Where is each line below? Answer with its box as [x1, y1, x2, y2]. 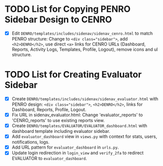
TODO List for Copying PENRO [4, 3, 131, 15]
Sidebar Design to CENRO [4, 14, 112, 25]
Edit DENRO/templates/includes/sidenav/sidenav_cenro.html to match [11, 30, 153, 36]
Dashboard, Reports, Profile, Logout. [11, 107, 86, 112]
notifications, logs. [11, 139, 50, 145]
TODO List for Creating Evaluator [4, 69, 142, 80]
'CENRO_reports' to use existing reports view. [11, 118, 105, 124]
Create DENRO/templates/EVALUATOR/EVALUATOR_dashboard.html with [11, 123, 148, 129]
